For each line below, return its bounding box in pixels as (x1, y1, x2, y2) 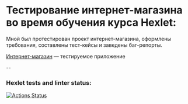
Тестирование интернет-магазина (6, 4, 183, 17)
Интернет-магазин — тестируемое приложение (6, 53, 126, 60)
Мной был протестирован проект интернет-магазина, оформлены (6, 35, 171, 42)
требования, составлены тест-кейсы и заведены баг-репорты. (6, 41, 162, 48)
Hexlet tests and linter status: (6, 78, 92, 86)
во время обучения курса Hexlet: (6, 16, 177, 29)
